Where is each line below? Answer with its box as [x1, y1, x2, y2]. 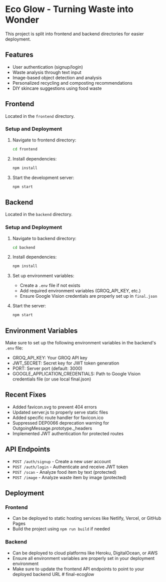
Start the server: [12, 303, 46, 309]
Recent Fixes [5, 391, 46, 399]
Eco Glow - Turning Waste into [5, 4, 134, 15]
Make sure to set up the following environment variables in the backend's [5, 340, 156, 346]
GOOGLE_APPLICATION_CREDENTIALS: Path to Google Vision [12, 371, 141, 377]
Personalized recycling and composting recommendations [12, 80, 132, 86]
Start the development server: [12, 174, 74, 180]
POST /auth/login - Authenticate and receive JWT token [12, 464, 128, 470]
